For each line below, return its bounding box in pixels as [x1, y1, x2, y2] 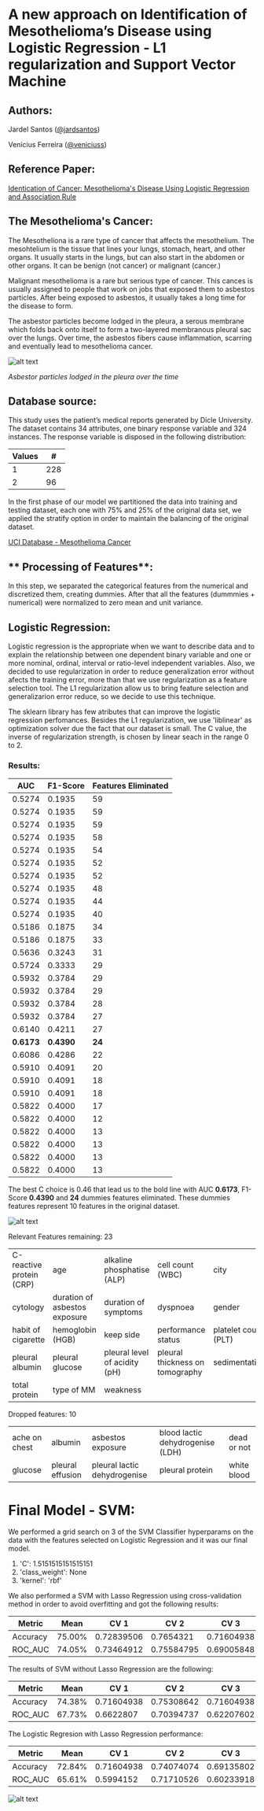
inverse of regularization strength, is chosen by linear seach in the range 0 [8, 732, 249, 741]
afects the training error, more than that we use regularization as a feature [8, 675, 247, 685]
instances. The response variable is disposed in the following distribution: [8, 432, 247, 442]
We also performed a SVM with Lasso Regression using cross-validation [8, 1591, 242, 1601]
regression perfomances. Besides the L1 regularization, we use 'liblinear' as [8, 715, 252, 725]
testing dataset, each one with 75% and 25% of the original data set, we [8, 505, 242, 515]
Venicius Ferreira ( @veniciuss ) [8, 140, 108, 149]
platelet [213, 1325, 241, 1336]
